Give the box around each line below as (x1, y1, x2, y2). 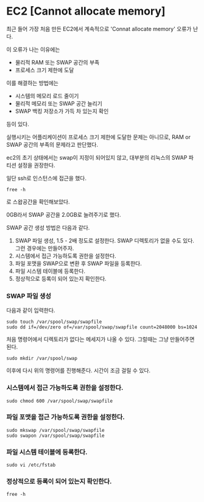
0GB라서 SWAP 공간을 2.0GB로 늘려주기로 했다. (6, 211, 121, 218)
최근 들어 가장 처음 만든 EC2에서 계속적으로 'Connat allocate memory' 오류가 (6, 25, 192, 32)
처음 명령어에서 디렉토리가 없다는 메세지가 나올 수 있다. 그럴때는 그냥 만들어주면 (6, 336, 195, 343)
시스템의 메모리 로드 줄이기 (15, 92, 79, 99)
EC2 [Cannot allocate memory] (6, 4, 166, 18)
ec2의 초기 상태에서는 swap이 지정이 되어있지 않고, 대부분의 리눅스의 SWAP (6, 154, 188, 161)
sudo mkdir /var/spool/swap (6, 355, 78, 362)
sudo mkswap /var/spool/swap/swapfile (6, 427, 105, 433)
